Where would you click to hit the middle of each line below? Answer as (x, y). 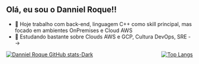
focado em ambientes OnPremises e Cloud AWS (73, 30)
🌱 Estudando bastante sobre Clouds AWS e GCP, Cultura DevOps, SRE (101, 36)
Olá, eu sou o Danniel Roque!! (62, 10)
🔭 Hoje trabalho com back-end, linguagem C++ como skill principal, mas (103, 24)
